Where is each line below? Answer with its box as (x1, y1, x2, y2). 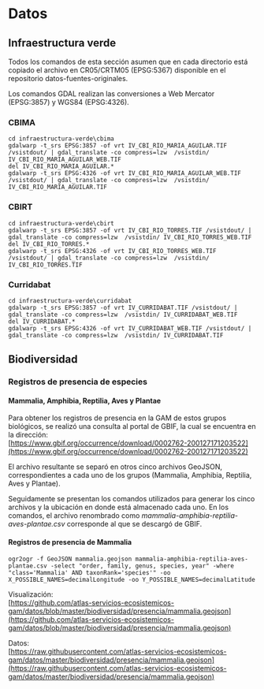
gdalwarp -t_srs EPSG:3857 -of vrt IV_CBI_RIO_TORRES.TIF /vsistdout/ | (8, 226, 252, 234)
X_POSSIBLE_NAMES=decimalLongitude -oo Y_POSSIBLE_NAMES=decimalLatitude (8, 575, 256, 583)
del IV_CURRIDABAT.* (8, 317, 76, 326)
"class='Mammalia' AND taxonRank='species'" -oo (8, 568, 171, 576)
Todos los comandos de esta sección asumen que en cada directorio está (8, 57, 248, 66)
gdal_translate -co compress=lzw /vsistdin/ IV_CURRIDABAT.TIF (8, 331, 224, 339)
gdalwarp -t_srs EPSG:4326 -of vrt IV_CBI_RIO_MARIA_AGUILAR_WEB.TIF (8, 169, 242, 177)
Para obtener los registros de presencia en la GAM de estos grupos (8, 413, 227, 423)
